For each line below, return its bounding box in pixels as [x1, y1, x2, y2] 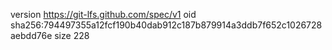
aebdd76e [10, 30, 53, 41]
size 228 [54, 30, 90, 41]
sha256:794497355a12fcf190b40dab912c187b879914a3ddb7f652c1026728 [10, 19, 323, 31]
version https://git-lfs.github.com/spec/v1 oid [10, 9, 197, 20]
